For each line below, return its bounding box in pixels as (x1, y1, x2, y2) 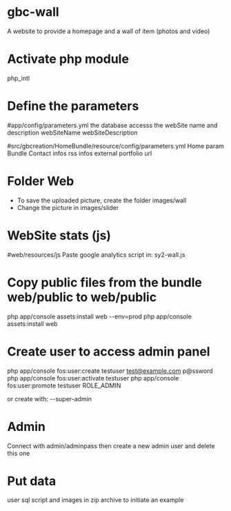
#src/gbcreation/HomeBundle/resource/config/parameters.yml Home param (7, 142, 224, 150)
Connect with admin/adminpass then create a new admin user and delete (7, 441, 215, 450)
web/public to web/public (7, 289, 157, 305)
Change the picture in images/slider (17, 203, 119, 211)
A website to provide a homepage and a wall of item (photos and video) (7, 27, 210, 35)
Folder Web (7, 173, 74, 189)
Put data (7, 473, 57, 489)
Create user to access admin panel (7, 343, 210, 359)
